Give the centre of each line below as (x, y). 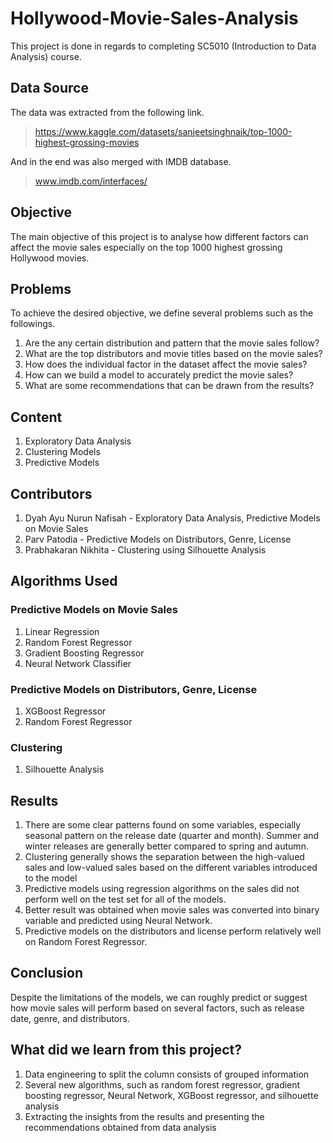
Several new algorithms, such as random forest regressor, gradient (162, 1084)
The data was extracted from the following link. (107, 112)
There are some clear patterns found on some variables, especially (163, 825)
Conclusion (47, 973)
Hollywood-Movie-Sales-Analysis (154, 18)
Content (36, 417)
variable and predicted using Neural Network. (118, 921)
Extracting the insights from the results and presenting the (144, 1116)
